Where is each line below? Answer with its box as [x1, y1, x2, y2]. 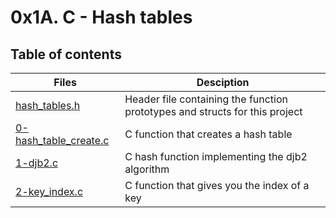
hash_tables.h [15, 99, 81, 112]
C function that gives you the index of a [124, 179, 310, 192]
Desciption [196, 76, 250, 89]
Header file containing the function [124, 92, 289, 106]
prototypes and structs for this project [124, 105, 303, 118]
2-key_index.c [15, 185, 84, 198]
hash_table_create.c [15, 134, 110, 147]
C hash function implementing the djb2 [124, 150, 308, 163]
